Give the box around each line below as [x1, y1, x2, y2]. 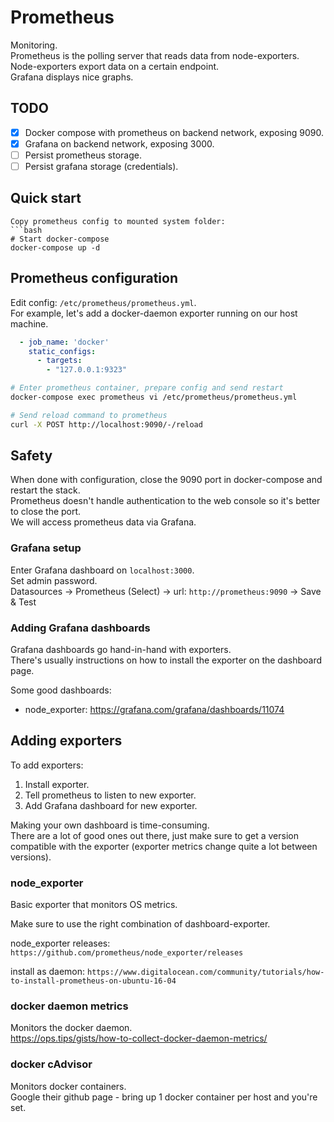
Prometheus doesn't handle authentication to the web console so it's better [10, 495, 321, 507]
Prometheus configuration [10, 270, 178, 287]
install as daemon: [10, 966, 86, 978]
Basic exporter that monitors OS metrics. [10, 899, 178, 911]
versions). [10, 851, 52, 863]
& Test [10, 596, 37, 608]
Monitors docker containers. [10, 1080, 127, 1092]
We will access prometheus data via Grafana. [10, 516, 197, 528]
